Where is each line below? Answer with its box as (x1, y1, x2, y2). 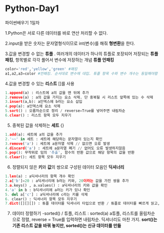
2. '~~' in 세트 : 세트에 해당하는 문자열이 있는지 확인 (5, 136, 102, 141)
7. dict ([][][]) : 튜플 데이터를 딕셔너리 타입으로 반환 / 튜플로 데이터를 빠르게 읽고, (5, 201, 160, 206)
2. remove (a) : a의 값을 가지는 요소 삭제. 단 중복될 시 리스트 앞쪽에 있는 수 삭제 (5, 95, 153, 100)
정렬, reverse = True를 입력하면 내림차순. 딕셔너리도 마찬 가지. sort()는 (21, 216, 158, 222)
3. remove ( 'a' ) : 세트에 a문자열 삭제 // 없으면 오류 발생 (5, 141, 110, 146)
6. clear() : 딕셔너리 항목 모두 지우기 (5, 196, 77, 201)
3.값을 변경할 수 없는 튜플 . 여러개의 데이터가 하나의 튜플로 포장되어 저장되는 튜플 (5, 51, 159, 57)
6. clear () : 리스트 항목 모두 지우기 (5, 113, 72, 118)
